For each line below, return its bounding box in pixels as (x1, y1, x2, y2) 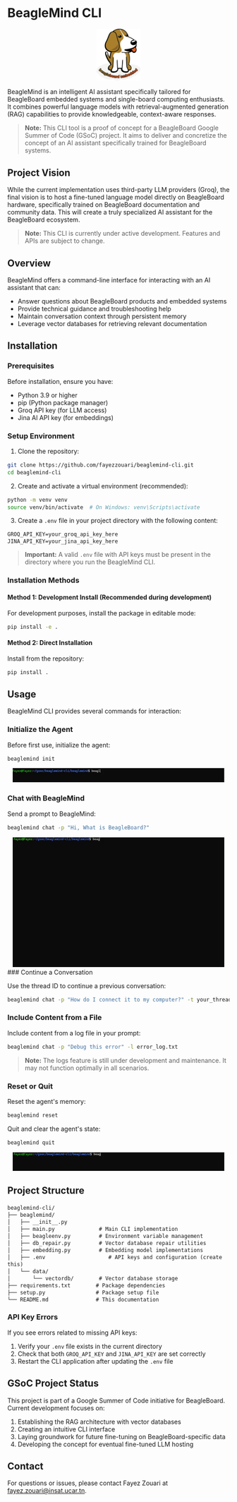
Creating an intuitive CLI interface (17, 1424, 116, 1434)
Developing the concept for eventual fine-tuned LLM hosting (17, 1440, 194, 1448)
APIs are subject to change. (24, 236, 105, 245)
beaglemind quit (7, 1138, 55, 1146)
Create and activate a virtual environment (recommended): (17, 481, 188, 490)
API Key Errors (7, 1312, 59, 1322)
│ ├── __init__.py (7, 1218, 68, 1225)
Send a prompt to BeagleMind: (7, 810, 97, 818)
